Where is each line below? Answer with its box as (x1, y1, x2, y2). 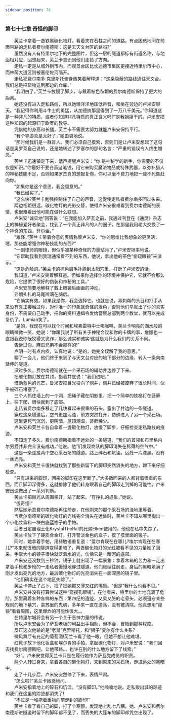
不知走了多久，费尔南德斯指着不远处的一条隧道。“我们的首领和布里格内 (14, 437, 163, 443)
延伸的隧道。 (5, 361, 32, 367)
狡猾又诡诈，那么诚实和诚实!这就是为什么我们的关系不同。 (31, 335, 153, 341)
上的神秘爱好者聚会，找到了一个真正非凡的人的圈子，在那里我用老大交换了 (5, 221, 160, 227)
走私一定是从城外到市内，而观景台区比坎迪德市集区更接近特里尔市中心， (14, 63, 165, 69)
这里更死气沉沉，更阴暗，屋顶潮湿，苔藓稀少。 (14, 418, 112, 424)
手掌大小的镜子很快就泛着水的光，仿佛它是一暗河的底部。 (14, 551, 134, 557)
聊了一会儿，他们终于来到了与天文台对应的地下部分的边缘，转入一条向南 (14, 354, 165, 361)
